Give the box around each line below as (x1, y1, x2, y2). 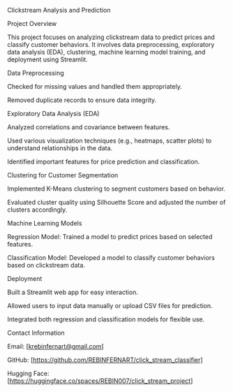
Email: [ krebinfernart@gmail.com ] (7, 342, 104, 350)
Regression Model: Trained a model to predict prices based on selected (7, 233, 213, 240)
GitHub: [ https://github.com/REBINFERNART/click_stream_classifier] (7, 356, 204, 364)
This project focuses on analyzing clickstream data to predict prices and (7, 33, 215, 41)
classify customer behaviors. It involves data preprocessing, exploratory (7, 41, 215, 48)
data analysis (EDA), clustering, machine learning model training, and (7, 48, 206, 56)
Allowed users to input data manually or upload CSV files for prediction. (7, 302, 213, 310)
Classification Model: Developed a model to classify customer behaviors (7, 254, 215, 261)
